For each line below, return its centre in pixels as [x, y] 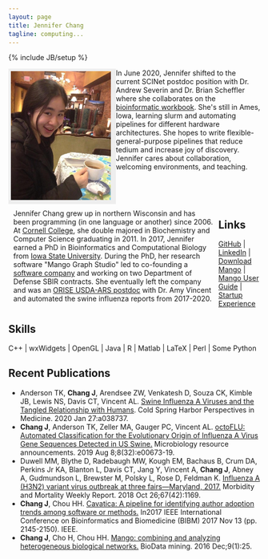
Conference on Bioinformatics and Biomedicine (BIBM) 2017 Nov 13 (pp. [138, 521]
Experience [237, 304]
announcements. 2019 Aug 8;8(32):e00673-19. [97, 452]
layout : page [30, 17]
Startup [231, 295]
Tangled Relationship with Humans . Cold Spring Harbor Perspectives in [137, 410]
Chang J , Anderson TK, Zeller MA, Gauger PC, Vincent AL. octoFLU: [132, 427]
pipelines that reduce [208, 141]
